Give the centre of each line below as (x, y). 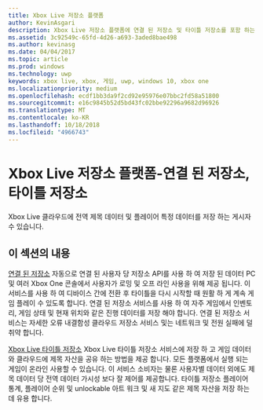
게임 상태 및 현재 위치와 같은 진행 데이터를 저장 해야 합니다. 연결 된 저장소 (130, 313)
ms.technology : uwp (40, 74)
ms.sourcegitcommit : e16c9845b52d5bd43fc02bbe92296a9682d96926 (114, 103)
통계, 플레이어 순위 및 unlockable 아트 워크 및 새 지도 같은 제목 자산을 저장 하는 (129, 389)
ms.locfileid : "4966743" (49, 132)
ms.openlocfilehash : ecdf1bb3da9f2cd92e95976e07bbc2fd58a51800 (114, 96)
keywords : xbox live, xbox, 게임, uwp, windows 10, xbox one (109, 81)
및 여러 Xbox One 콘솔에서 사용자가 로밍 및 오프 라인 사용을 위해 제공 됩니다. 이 (130, 284)
